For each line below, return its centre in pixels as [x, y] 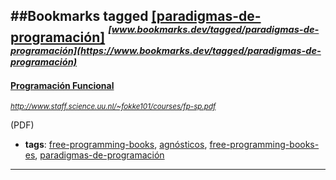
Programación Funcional [62, 85]
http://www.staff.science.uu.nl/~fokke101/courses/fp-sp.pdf [113, 107]
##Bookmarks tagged [79, 16]
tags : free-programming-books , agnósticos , [116, 145]
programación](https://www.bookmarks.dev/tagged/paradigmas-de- [166, 51]
